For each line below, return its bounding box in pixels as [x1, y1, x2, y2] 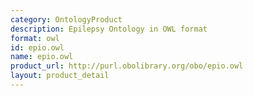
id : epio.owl [10, 42, 65, 53]
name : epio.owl [10, 52, 74, 62]
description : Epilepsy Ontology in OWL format [10, 24, 208, 34]
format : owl [10, 33, 60, 43]
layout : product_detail [10, 71, 110, 81]
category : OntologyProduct [10, 14, 123, 25]
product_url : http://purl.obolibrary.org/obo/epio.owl [10, 61, 244, 71]
